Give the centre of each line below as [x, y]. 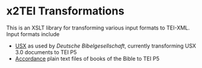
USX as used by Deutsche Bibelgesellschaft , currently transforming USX [106, 46]
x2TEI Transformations [65, 11]
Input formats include [33, 34]
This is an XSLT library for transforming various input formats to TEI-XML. [98, 28]
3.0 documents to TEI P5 [46, 52]
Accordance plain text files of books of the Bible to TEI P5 [87, 58]
